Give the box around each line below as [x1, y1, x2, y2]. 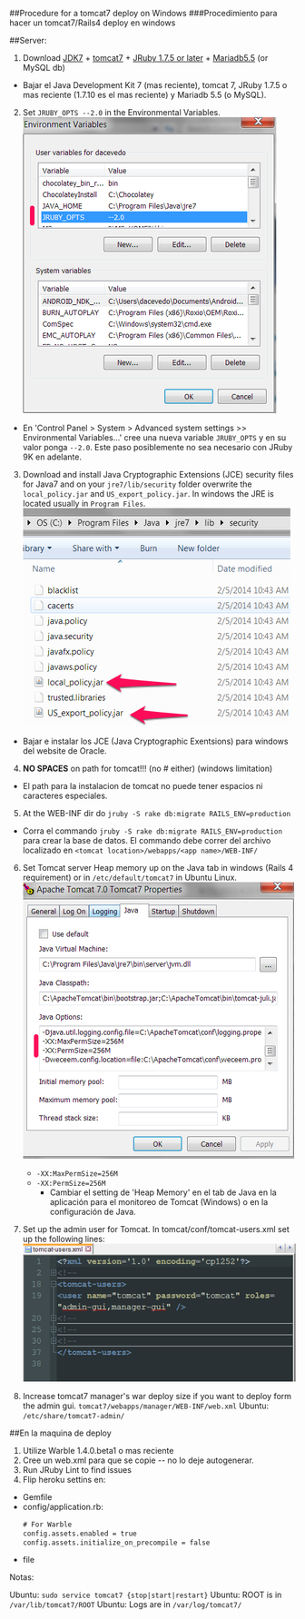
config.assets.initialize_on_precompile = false [22, 1538, 211, 1547]
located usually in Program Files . [22, 499, 146, 508]
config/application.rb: [22, 1502, 104, 1513]
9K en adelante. [22, 451, 82, 462]
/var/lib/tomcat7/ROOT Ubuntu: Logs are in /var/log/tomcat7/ [9, 1599, 242, 1610]
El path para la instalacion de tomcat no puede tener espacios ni [22, 781, 263, 791]
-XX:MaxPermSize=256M [35, 1170, 118, 1179]
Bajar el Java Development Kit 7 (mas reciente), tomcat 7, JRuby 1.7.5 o [22, 80, 288, 90]
